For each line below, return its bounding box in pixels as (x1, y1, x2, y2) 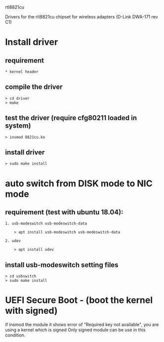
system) (5, 122, 31, 130)
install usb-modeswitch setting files (5, 261, 119, 269)
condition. (5, 332, 26, 338)
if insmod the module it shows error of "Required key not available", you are (5, 322, 159, 328)
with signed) (5, 305, 58, 317)
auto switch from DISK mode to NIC (5, 178, 153, 189)
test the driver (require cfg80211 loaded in (5, 114, 137, 122)
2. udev (5, 238, 21, 244)
